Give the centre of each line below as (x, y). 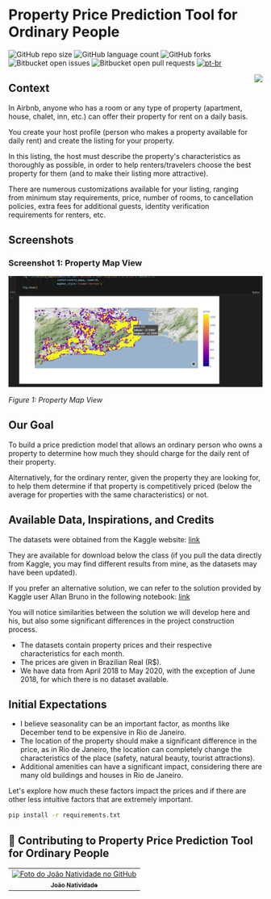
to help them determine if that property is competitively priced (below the (130, 486)
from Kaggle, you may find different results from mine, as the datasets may (133, 563)
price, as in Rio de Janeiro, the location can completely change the (131, 750)
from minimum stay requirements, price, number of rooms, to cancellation (131, 197)
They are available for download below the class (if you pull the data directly (135, 555)
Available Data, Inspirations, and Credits (111, 520)
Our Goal (31, 425)
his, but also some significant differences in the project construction (121, 621)
